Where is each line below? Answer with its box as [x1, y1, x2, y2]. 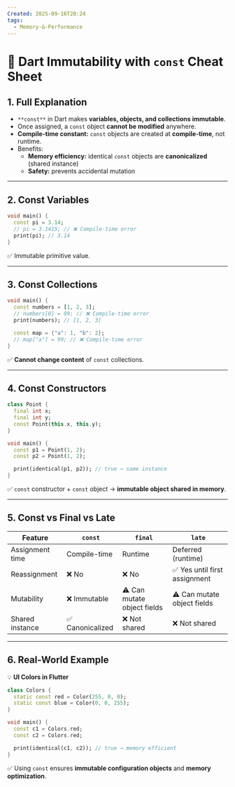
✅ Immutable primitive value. [7, 251, 91, 260]
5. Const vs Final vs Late [7, 512, 115, 524]
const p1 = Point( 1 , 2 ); [13, 446, 86, 453]
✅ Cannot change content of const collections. [7, 355, 145, 363]
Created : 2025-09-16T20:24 [7, 10, 86, 18]
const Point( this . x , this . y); [13, 420, 101, 428]
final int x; [13, 408, 52, 415]
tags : [7, 17, 23, 24]
